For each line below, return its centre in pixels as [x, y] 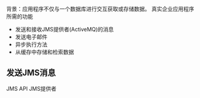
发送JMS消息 [31, 73]
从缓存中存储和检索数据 [44, 52]
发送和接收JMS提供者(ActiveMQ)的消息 [64, 29]
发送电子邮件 [31, 37]
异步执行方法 [31, 44]
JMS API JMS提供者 [31, 88]
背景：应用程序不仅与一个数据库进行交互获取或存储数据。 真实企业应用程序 [100, 9]
